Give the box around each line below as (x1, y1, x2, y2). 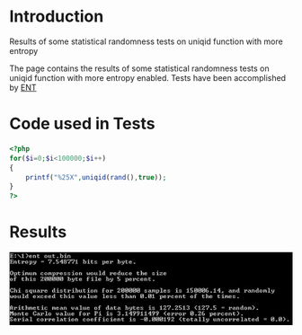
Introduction (9, 6, 104, 27)
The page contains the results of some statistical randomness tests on (9, 63, 270, 74)
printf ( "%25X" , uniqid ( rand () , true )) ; (25, 172, 167, 181)
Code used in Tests (9, 114, 155, 134)
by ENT (9, 82, 38, 93)
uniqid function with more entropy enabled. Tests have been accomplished (9, 72, 286, 83)
